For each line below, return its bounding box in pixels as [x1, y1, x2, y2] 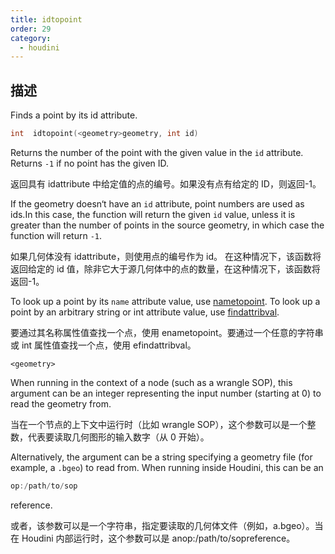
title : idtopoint [10, 14, 83, 25]
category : [10, 33, 52, 43]
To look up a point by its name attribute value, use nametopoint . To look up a [10, 295, 321, 307]
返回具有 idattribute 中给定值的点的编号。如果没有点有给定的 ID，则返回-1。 [10, 177, 322, 190]
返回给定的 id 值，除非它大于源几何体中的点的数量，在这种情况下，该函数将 [10, 262, 321, 275]
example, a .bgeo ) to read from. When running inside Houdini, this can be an [10, 461, 324, 473]
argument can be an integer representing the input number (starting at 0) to [10, 387, 322, 399]
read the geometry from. [10, 397, 112, 410]
